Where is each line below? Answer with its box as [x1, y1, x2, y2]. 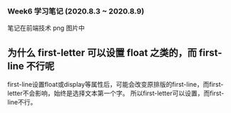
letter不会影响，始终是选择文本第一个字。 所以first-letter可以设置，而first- [7, 89, 225, 97]
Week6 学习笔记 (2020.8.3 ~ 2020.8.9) [7, 6, 145, 16]
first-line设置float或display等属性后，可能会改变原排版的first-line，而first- [7, 80, 224, 89]
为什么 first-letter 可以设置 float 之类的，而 [7, 46, 197, 58]
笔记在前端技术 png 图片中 [7, 23, 86, 33]
